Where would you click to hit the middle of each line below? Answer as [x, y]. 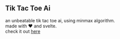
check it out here [23, 31]
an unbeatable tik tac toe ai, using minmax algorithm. [60, 20]
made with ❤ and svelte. [31, 26]
